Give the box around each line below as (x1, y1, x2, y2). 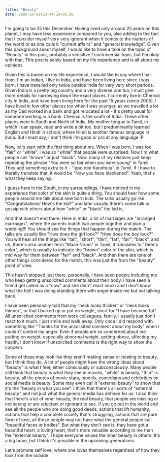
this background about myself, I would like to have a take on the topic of (5, 46, 151, 52)
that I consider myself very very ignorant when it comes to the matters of (5, 35, 154, 42)
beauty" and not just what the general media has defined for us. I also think (5, 390, 158, 396)
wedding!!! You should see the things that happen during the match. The (5, 226, 152, 231)
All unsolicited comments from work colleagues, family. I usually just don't (5, 313, 156, 319)
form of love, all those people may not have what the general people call (5, 417, 152, 423)
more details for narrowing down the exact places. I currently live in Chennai (5, 92, 160, 99)
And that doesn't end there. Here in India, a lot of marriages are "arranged (5, 215, 156, 221)
